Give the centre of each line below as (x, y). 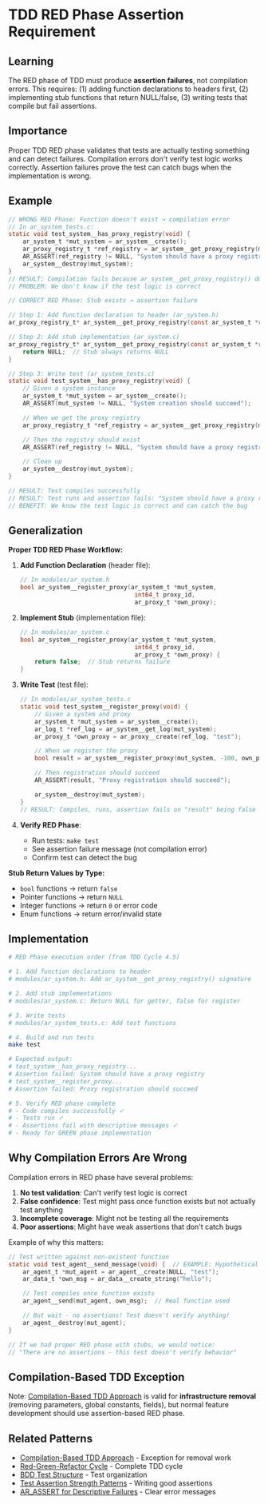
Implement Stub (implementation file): (83, 617)
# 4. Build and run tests (51, 1037)
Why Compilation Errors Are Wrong (98, 1158)
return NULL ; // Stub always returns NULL (96, 352)
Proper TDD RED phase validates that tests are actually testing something (129, 150)
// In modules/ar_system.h (65, 580)
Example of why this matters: (56, 1242)
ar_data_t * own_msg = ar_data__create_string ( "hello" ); (118, 1279)
